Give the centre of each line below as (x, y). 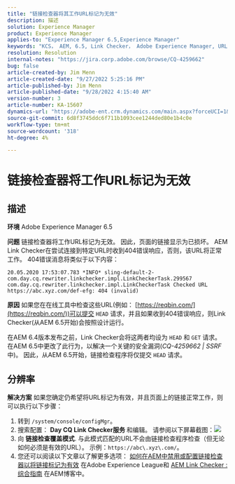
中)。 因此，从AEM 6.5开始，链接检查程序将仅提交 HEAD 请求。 (97, 355)
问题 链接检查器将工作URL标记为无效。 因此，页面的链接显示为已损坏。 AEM (117, 242)
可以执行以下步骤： (35, 406)
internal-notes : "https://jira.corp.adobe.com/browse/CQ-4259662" (106, 60)
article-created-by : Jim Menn (51, 72)
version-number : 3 (34, 99)
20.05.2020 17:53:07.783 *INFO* (54, 273)
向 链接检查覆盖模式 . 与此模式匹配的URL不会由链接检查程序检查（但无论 (121, 438)
